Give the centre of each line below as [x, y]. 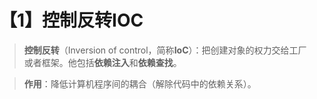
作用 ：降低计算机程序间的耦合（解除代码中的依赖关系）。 [140, 83]
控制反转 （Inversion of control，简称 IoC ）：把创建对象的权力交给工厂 [165, 50]
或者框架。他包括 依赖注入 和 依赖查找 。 [102, 62]
